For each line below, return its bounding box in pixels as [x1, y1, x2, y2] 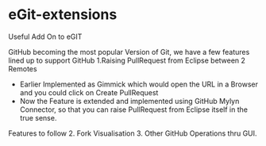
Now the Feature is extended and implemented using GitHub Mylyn [19, 96, 240, 106]
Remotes [8, 63, 37, 73]
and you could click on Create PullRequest [19, 87, 159, 97]
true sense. [19, 113, 57, 122]
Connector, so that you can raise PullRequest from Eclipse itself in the [19, 105, 249, 114]
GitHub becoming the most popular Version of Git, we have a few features [8, 47, 250, 56]
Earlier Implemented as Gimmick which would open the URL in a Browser [19, 79, 258, 89]
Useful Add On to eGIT [8, 32, 83, 41]
